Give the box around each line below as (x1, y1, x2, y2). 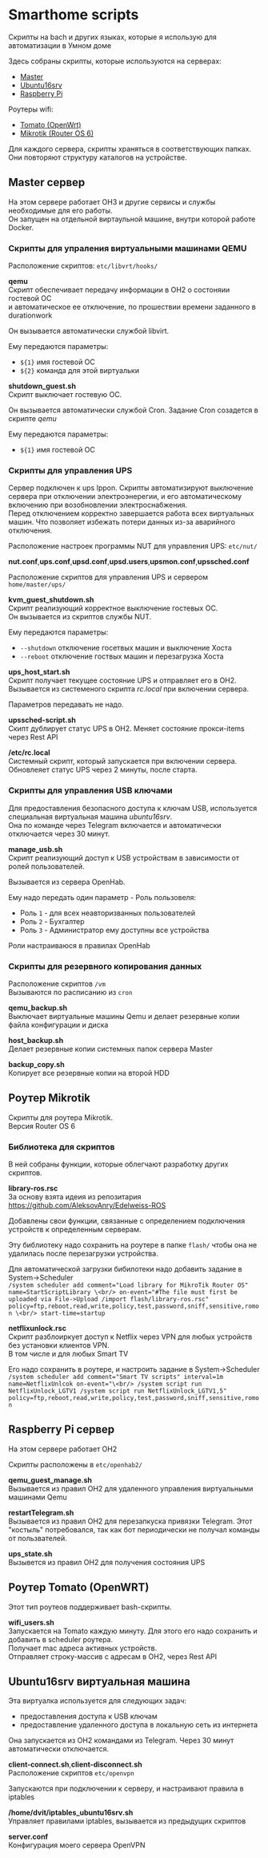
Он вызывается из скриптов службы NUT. (8, 612, 152, 622)
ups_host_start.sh (8, 667, 70, 677)
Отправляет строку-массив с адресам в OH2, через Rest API (8, 1651, 218, 1661)
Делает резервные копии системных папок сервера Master (8, 1044, 214, 1053)
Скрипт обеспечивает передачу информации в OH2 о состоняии (8, 285, 230, 294)
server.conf (8, 1832, 49, 1842)
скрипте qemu (8, 414, 58, 424)
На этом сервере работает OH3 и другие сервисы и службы (8, 197, 216, 206)
